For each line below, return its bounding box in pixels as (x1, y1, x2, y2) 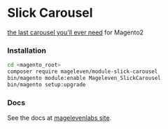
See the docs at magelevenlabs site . (7, 114, 112, 122)
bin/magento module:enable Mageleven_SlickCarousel (7, 74, 161, 81)
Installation (7, 46, 47, 55)
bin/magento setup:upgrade (7, 81, 86, 88)
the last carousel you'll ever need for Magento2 (7, 28, 144, 36)
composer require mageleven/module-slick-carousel (7, 68, 158, 75)
